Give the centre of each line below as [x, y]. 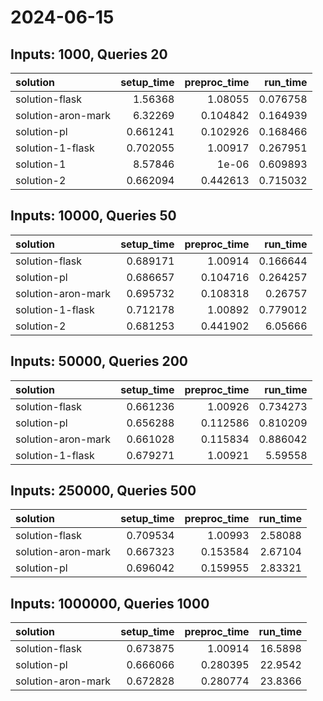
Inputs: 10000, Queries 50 [93, 216]
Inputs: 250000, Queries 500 [103, 491]
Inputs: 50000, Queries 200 [99, 361]
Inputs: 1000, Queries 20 [89, 54]
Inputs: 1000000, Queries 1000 [110, 603]
